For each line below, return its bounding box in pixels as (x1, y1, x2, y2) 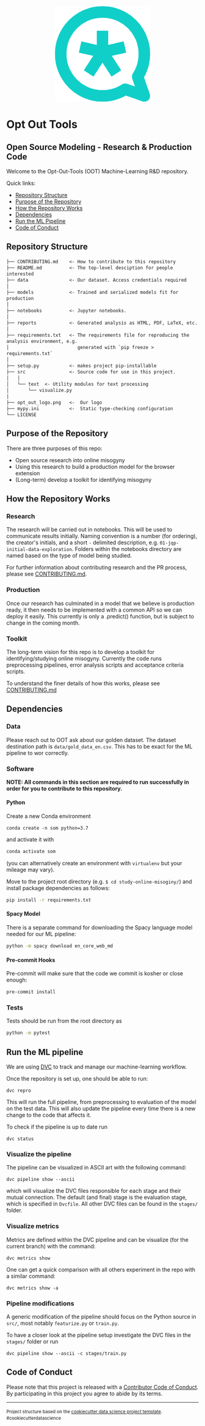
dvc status (6, 1136, 34, 1142)
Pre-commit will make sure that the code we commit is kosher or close (6, 970, 184, 977)
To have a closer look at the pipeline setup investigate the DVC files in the (6, 1331, 191, 1338)
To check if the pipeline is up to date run (6, 1123, 108, 1130)
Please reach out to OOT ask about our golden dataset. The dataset (6, 736, 176, 743)
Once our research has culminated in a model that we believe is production (6, 599, 195, 607)
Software (6, 764, 35, 773)
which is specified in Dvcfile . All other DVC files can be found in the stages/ (6, 1200, 198, 1207)
